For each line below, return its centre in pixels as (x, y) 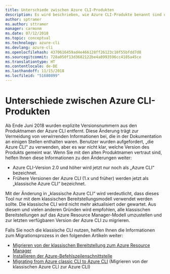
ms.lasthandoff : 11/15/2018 (35, 71)
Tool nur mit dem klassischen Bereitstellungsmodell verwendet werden (79, 199)
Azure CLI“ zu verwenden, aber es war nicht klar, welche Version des (77, 147)
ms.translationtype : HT (30, 62)
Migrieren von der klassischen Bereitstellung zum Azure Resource (81, 245)
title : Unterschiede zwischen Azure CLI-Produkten (60, 10)
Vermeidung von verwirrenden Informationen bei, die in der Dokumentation (83, 136)
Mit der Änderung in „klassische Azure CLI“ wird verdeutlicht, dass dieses (82, 193)
